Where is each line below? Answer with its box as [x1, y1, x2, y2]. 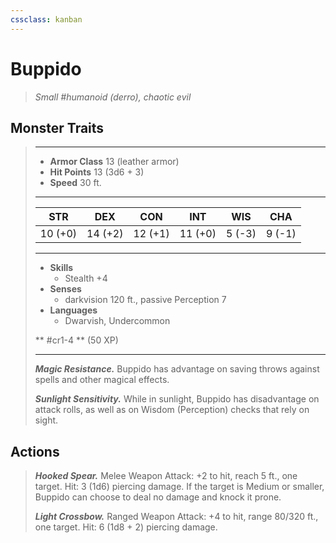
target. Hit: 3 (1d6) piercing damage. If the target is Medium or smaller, [34, 481, 325, 493]
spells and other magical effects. [34, 374, 170, 386]
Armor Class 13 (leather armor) [49, 156, 180, 168]
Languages [49, 304, 98, 316]
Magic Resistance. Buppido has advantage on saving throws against [34, 363, 320, 375]
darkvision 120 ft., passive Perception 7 [64, 294, 227, 306]
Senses [49, 283, 82, 295]
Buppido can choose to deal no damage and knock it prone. [34, 491, 282, 503]
